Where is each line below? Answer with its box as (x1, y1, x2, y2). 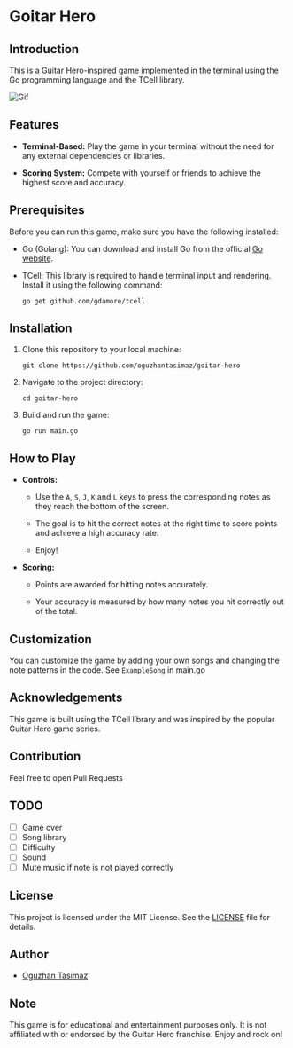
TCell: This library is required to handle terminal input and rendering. (21, 270, 272, 280)
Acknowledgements (9, 690, 123, 705)
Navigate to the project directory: (21, 377, 143, 388)
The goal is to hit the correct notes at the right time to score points (35, 518, 278, 529)
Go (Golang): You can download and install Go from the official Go (21, 243, 264, 254)
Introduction (9, 42, 80, 57)
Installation (9, 321, 73, 336)
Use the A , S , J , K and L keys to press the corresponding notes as (35, 492, 271, 502)
